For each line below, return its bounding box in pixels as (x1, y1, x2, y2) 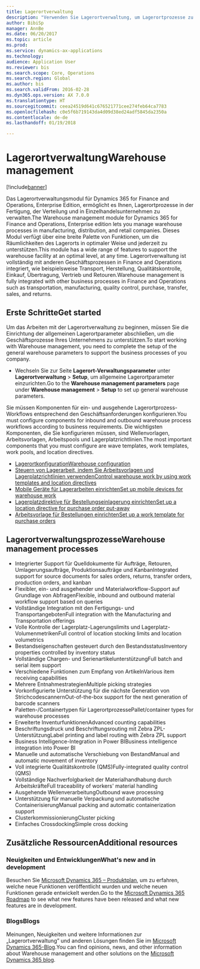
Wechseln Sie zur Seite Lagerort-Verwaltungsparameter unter (14, 367, 171, 374)
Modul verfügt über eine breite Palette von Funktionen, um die (6, 233, 159, 240)
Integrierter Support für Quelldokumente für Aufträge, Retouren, (14, 560, 173, 567)
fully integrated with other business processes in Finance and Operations (6, 278, 186, 285)
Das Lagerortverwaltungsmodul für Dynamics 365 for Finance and (6, 195, 170, 202)
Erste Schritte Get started (6, 307, 101, 318)
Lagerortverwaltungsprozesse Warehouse (6, 535, 165, 545)
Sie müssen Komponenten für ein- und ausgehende (6, 404, 133, 411)
